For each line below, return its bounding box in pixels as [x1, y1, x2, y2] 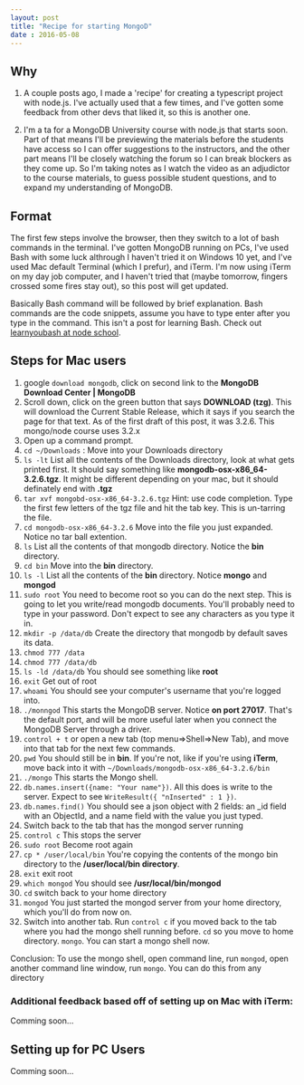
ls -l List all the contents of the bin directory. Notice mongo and [23, 570, 268, 581]
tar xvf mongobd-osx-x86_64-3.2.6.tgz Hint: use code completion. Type [23, 493, 293, 504]
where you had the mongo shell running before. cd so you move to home [23, 926, 294, 936]
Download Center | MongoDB [23, 387, 137, 398]
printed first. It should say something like [23, 464, 176, 475]
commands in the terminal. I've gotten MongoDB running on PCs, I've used [10, 242, 289, 253]
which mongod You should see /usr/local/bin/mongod [23, 878, 222, 888]
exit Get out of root [23, 676, 98, 687]
